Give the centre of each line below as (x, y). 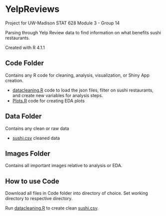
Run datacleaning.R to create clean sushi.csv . (52, 208)
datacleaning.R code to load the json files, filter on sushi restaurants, (83, 90)
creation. (14, 80)
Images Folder (28, 154)
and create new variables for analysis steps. (58, 95)
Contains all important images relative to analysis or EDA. (64, 166)
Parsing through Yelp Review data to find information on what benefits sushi (83, 32)
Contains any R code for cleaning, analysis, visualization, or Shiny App (77, 75)
